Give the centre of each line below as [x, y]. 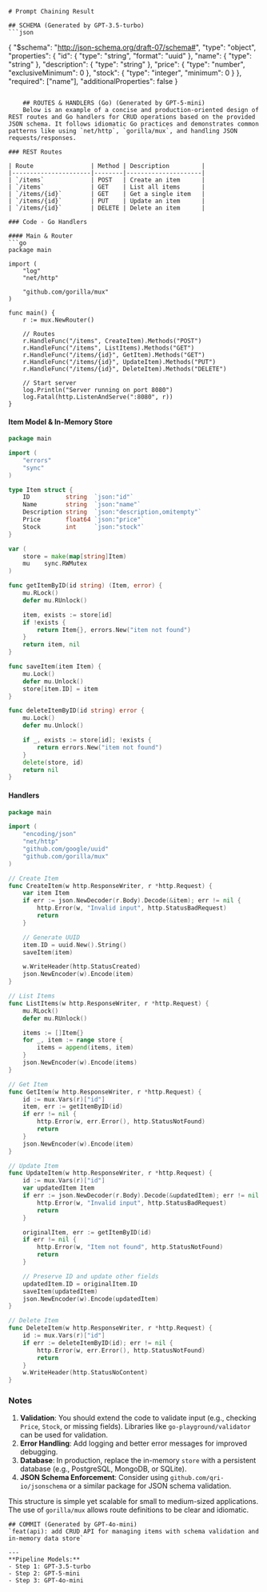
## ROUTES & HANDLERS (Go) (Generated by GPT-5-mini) [114, 103]
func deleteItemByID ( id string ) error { [77, 711]
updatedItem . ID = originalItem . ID [80, 1284]
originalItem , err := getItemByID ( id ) [87, 1232]
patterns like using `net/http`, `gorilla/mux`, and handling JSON [123, 131]
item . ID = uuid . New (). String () [75, 945]
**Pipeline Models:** [44, 1560]
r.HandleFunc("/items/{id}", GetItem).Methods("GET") [114, 355]
